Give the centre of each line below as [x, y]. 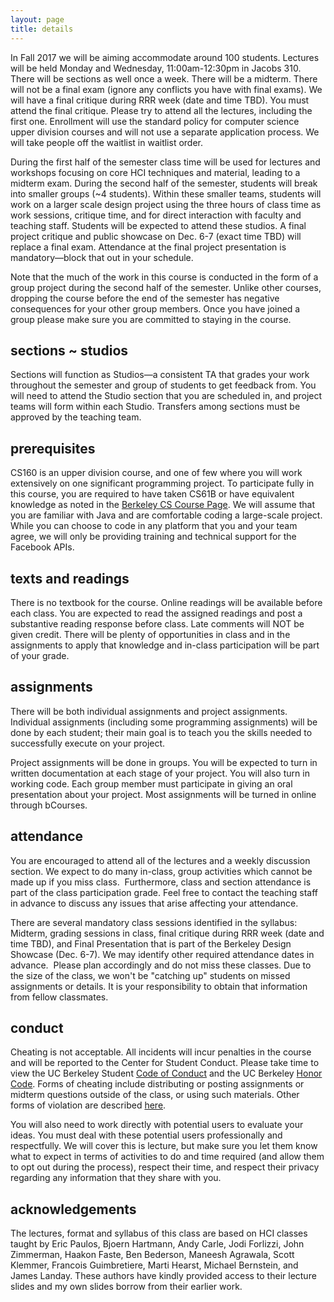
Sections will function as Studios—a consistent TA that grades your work [160, 375]
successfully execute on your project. [88, 743]
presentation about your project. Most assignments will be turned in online [163, 794]
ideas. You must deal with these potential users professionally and [146, 1135]
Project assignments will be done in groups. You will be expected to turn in [164, 762]
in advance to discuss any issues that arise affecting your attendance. [154, 903]
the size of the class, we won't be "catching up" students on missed [150, 975]
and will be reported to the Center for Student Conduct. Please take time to [165, 1063]
